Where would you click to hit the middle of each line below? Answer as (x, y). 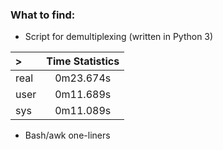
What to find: (43, 15)
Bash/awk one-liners (67, 135)
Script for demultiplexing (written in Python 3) (119, 37)
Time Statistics (83, 61)
